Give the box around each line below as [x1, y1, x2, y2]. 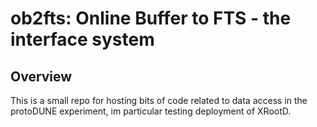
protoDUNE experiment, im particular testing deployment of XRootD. [10, 105, 292, 117]
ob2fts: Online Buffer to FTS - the [10, 7, 292, 30]
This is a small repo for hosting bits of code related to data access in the [10, 95, 308, 106]
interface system [10, 28, 155, 51]
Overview [10, 68, 73, 85]
